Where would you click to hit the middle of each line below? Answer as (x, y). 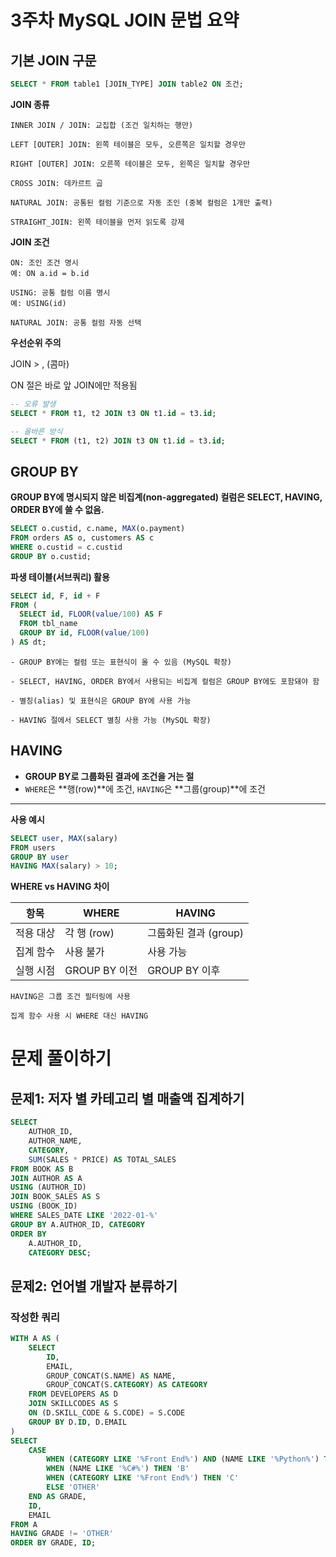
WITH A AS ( (35, 1339)
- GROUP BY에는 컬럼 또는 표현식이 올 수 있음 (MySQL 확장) (121, 662)
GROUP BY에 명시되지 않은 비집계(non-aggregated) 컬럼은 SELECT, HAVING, (166, 497)
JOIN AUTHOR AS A (46, 1178)
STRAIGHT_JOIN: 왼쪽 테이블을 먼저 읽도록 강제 (97, 222)
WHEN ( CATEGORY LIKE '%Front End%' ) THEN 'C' (143, 1478)
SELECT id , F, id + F (55, 596)
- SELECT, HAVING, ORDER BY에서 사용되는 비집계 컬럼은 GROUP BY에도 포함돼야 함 (165, 681)
